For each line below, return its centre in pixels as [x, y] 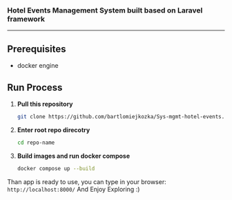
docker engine [38, 66]
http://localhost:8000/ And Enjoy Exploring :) [74, 189]
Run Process [35, 88]
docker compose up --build [56, 168]
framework [26, 19]
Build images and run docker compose [73, 156]
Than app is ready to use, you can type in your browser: [87, 181]
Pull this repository [45, 104]
